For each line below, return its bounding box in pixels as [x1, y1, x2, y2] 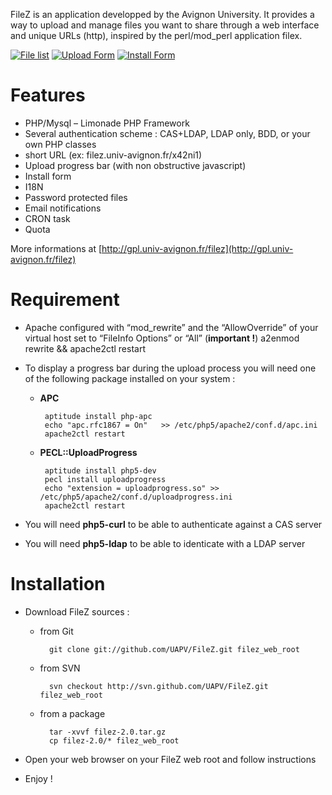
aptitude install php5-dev [44, 465, 157, 476]
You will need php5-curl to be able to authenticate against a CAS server [24, 518, 323, 530]
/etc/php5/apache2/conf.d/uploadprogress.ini [39, 492, 233, 502]
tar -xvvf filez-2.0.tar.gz [48, 727, 167, 737]
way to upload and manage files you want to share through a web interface [10, 19, 320, 31]
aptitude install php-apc [44, 411, 153, 421]
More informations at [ [10, 242, 103, 254]
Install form [24, 170, 72, 182]
